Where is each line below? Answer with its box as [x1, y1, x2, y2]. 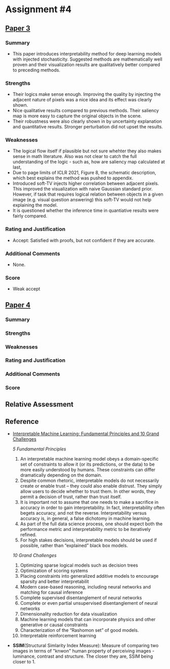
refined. [20, 531, 37, 538]
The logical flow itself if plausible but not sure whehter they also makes [12, 148, 161, 154]
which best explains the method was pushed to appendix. [12, 175, 133, 181]
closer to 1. [12, 659, 36, 665]
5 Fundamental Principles [12, 446, 66, 452]
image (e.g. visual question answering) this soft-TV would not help [12, 197, 152, 203]
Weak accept [12, 286, 41, 292]
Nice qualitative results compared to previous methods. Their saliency [12, 108, 159, 114]
